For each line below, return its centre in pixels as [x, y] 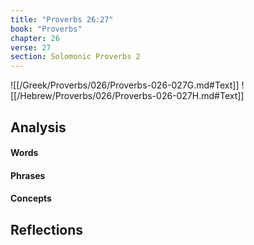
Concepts [31, 198]
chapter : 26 [35, 38]
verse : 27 [31, 47]
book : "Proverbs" [46, 29]
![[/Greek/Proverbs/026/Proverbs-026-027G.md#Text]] [125, 85]
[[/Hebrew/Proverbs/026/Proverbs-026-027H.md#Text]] [127, 96]
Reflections [47, 229]
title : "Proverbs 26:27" [62, 19]
